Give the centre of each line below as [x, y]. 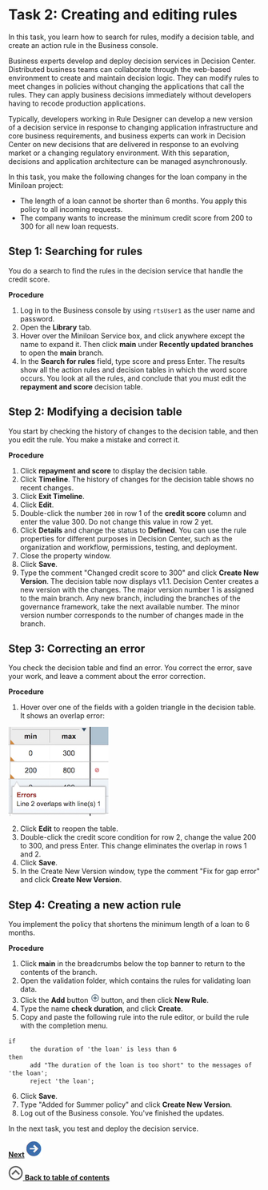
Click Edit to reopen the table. [69, 829]
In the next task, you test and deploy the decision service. [103, 1128]
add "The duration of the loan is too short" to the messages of [140, 1065]
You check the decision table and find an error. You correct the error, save [130, 668]
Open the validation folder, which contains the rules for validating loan [135, 980]
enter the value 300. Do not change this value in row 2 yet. [116, 521]
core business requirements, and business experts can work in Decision [127, 136]
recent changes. [47, 487]
